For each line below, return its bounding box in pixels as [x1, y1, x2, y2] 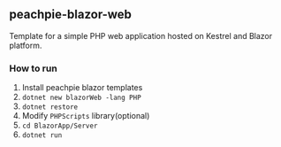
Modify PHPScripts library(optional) [21, 111, 150, 121]
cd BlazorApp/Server [21, 121, 98, 131]
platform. [9, 40, 42, 50]
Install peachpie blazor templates [21, 82, 143, 93]
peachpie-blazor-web [9, 7, 133, 22]
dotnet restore [21, 103, 79, 112]
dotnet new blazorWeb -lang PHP [21, 93, 141, 103]
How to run [9, 62, 57, 74]
